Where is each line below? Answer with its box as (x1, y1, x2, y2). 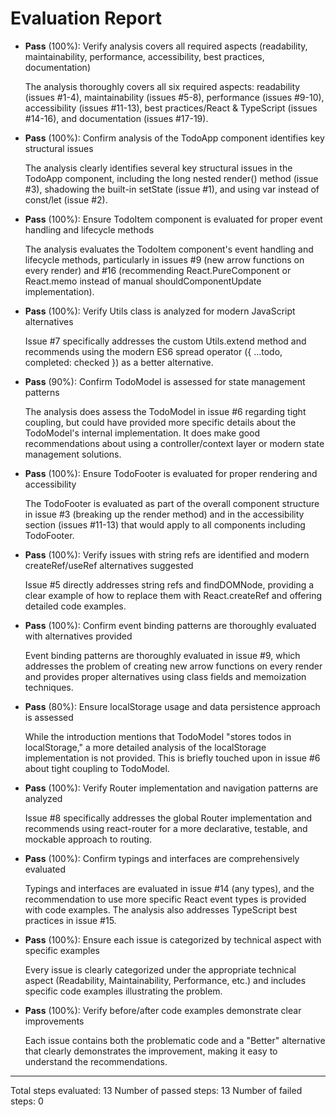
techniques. (24, 681, 74, 693)
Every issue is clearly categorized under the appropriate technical (24, 963, 297, 976)
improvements (24, 1015, 85, 1027)
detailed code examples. (24, 600, 127, 612)
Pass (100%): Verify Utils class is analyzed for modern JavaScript (24, 305, 296, 317)
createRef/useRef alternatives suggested (24, 559, 194, 571)
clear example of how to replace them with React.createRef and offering (24, 589, 323, 601)
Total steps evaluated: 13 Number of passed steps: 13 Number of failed (10, 1084, 303, 1096)
